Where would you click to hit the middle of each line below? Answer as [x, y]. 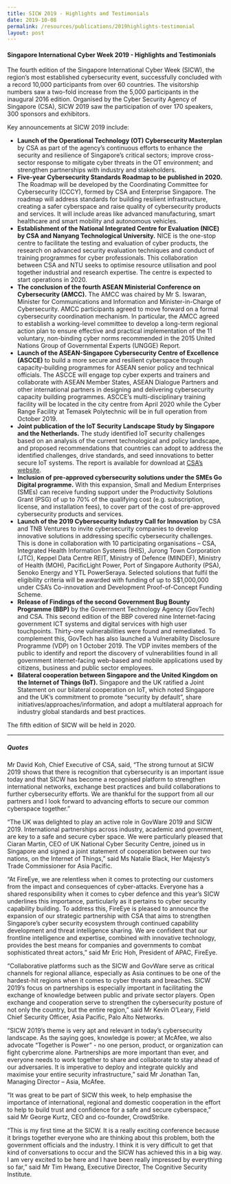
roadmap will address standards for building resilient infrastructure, [112, 199]
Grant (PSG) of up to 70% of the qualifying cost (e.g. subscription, [111, 500]
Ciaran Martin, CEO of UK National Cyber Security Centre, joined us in [106, 844]
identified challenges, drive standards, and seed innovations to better [115, 456]
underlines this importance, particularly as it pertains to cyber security [107, 901]
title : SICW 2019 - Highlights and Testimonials [78, 13]
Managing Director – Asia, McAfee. [56, 1082]
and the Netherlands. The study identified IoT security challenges [111, 433]
